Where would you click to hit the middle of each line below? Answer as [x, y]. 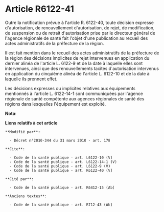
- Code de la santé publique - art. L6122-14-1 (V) [63, 162]
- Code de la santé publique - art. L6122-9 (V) [60, 166]
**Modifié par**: [23, 132]
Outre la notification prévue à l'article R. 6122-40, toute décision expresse [80, 23]
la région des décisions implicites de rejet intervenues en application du [77, 58]
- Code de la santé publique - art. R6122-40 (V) [61, 170]
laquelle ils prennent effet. [31, 79]
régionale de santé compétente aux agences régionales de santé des [75, 98]
